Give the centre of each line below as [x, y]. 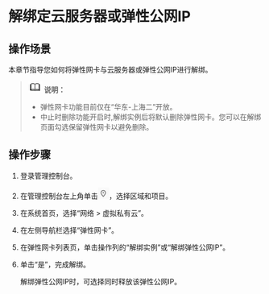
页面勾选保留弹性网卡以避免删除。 [97, 127]
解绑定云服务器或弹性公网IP [100, 17]
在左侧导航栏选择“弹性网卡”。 [69, 230]
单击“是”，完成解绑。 [55, 264]
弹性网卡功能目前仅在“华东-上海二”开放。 [108, 107]
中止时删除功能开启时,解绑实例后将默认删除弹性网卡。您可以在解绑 [151, 117]
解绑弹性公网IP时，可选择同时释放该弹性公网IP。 [101, 281]
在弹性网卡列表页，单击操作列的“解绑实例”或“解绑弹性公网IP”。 [125, 247]
